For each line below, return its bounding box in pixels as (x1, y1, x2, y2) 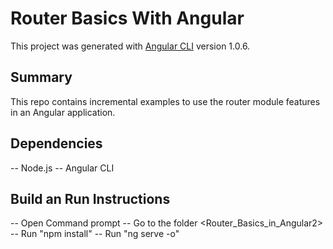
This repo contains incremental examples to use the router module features (10, 95, 321, 107)
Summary (10, 69, 73, 86)
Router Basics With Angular (10, 7, 245, 30)
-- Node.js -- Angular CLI (10, 162, 115, 174)
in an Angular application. (10, 106, 116, 118)
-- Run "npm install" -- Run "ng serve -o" (10, 228, 180, 240)
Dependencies (10, 135, 103, 152)
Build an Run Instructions (10, 190, 171, 207)
